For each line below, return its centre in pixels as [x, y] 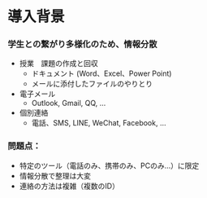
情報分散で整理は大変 [55, 175]
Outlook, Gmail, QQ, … [69, 103]
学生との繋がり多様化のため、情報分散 [82, 44]
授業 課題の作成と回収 [58, 64]
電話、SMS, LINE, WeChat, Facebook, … [99, 123]
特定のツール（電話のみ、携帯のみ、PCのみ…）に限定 [109, 165]
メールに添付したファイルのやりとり [92, 84]
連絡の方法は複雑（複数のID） [69, 186]
